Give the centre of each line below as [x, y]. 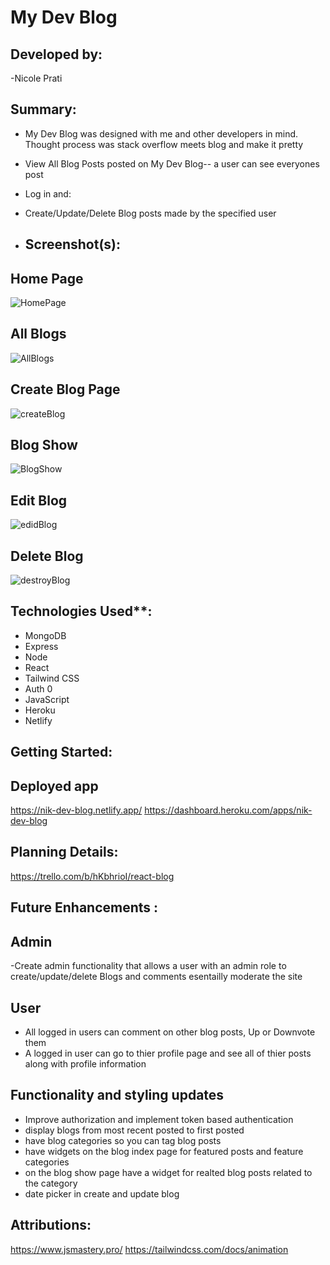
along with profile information [85, 1063]
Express [41, 646]
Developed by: [56, 54]
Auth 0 [38, 688]
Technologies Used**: [81, 611]
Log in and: [48, 193]
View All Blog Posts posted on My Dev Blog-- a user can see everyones [172, 163]
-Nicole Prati [36, 78]
